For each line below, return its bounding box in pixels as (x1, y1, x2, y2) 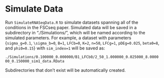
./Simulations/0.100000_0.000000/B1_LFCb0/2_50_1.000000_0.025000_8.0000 (5, 54, 159, 59)
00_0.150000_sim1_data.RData (5, 59, 65, 63)
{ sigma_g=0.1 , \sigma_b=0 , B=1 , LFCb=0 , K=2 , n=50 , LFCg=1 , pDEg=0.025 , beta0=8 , (5, 40, 160, 46)
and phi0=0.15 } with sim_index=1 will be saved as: (5, 45, 105, 51)
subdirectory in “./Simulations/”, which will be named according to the (5, 30, 145, 35)
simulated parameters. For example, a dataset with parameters (5, 35, 131, 41)
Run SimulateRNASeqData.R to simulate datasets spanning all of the (5, 19, 139, 25)
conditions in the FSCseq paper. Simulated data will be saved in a (5, 24, 137, 30)
